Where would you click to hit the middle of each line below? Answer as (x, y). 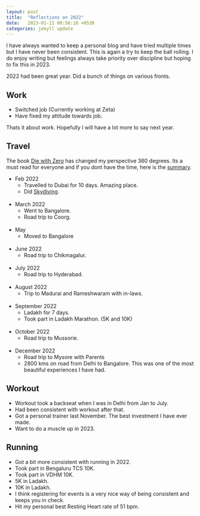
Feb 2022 (27, 179)
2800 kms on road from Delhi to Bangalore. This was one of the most (109, 363)
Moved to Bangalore (49, 236)
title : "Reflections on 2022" (45, 17)
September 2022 (36, 306)
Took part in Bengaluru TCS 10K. (55, 468)
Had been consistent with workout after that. (70, 409)
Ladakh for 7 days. (47, 312)
